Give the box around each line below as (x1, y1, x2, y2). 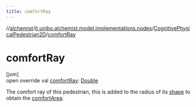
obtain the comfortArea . (6, 94, 64, 101)
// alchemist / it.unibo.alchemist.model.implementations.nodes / (6, 25, 154, 32)
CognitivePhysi (153, 25, 190, 32)
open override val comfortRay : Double (6, 77, 99, 84)
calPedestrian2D (6, 30, 46, 38)
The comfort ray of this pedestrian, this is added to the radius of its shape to (6, 88, 191, 95)
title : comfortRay (6, 8, 51, 15)
